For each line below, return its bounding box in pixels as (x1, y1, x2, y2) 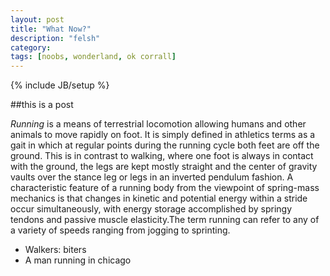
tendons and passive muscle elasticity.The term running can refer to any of (10, 214, 320, 226)
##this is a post (10, 99, 74, 111)
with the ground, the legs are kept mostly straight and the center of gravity (10, 161, 318, 173)
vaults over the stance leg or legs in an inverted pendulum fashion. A (10, 171, 294, 183)
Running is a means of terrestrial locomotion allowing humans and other (10, 118, 307, 130)
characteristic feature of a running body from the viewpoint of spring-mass (10, 182, 320, 194)
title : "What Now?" (10, 24, 92, 34)
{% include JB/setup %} (10, 79, 110, 91)
